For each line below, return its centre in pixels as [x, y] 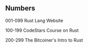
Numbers [20, 8]
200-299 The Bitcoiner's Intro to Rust [44, 40]
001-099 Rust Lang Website [34, 20]
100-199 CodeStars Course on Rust [42, 30]
